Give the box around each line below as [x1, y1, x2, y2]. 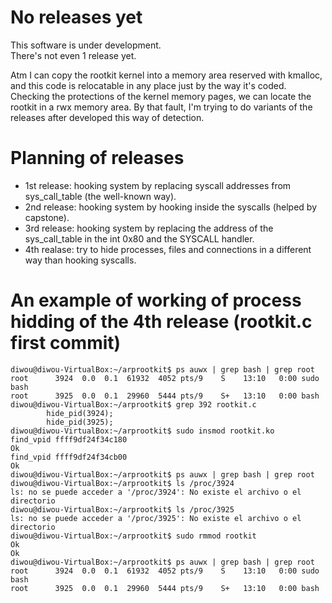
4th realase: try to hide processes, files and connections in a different [24, 243, 312, 255]
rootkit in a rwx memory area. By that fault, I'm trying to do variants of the [10, 101, 313, 113]
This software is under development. [10, 39, 162, 51]
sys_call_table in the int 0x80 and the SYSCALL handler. [24, 232, 255, 245]
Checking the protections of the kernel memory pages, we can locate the [10, 90, 312, 102]
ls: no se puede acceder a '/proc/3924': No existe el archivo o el [10, 487, 302, 497]
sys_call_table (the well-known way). [24, 190, 177, 202]
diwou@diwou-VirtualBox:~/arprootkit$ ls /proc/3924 [10, 478, 235, 488]
